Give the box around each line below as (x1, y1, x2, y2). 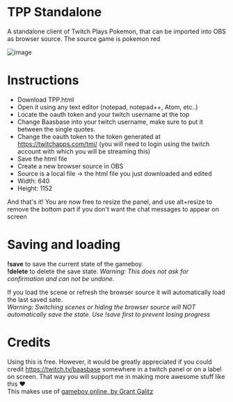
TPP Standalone (7, 4, 102, 20)
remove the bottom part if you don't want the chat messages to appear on (7, 204, 219, 213)
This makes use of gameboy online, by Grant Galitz (7, 387, 154, 395)
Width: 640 (17, 177, 50, 185)
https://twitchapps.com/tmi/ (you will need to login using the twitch (17, 140, 210, 148)
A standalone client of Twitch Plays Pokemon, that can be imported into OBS (7, 27, 226, 35)
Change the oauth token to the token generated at (17, 132, 161, 140)
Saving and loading (7, 237, 120, 252)
